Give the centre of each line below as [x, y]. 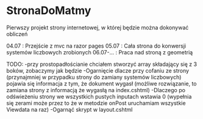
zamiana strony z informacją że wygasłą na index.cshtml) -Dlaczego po [96, 90]
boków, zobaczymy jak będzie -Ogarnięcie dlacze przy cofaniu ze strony [98, 70]
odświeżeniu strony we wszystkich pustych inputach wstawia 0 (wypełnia [99, 96]
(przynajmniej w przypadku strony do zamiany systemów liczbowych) [94, 77]
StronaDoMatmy [49, 11]
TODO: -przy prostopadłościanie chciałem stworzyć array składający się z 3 [101, 64]
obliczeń [17, 34]
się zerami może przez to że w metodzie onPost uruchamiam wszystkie [96, 103]
